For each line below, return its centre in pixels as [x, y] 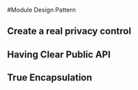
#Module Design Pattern [42, 10]
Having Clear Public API [59, 54]
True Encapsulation [50, 78]
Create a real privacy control [69, 31]
